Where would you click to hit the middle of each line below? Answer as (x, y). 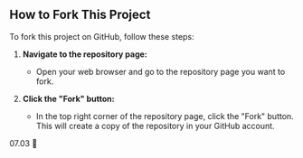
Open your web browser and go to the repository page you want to (161, 71)
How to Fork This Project (80, 15)
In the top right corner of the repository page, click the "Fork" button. (165, 116)
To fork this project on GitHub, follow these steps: (102, 36)
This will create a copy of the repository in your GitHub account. (155, 125)
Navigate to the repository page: (85, 54)
